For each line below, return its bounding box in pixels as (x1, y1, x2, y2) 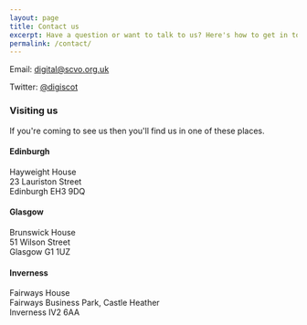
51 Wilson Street (9, 236, 71, 247)
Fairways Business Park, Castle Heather (9, 298, 160, 309)
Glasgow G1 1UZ (9, 246, 71, 257)
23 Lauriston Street (9, 175, 82, 187)
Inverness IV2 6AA (9, 307, 80, 318)
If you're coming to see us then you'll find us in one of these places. (9, 125, 265, 136)
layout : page (9, 13, 59, 23)
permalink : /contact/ (9, 38, 92, 48)
